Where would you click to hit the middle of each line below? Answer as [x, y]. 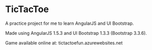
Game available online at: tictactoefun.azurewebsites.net [64, 43]
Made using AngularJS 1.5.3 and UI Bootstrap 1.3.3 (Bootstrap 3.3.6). [76, 33]
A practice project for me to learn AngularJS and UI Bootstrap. [70, 23]
